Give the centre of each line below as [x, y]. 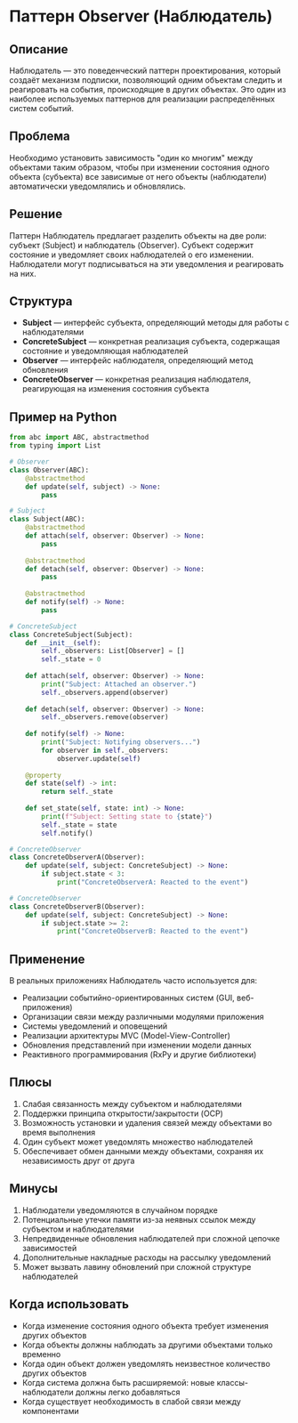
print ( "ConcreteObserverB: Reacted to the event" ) [153, 932]
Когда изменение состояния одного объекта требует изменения [145, 1326]
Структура [41, 301]
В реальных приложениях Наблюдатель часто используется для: [133, 981]
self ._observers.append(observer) [105, 692]
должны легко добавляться [128, 1392]
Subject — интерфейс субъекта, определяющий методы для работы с [156, 323]
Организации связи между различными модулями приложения [143, 1017]
